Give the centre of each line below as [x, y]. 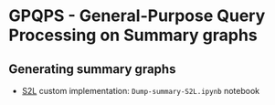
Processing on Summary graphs [133, 35]
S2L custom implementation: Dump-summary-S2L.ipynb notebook [141, 91]
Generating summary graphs [92, 69]
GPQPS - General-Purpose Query [137, 16]
